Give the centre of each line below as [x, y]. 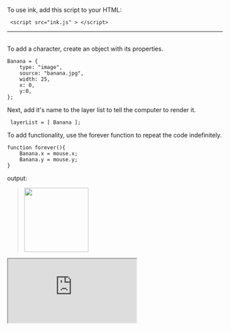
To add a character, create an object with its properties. [85, 49]
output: [17, 178]
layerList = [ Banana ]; [45, 122]
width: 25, [35, 79]
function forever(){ [37, 148]
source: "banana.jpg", [52, 73]
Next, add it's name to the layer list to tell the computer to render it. [102, 110]
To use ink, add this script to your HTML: [64, 10]
